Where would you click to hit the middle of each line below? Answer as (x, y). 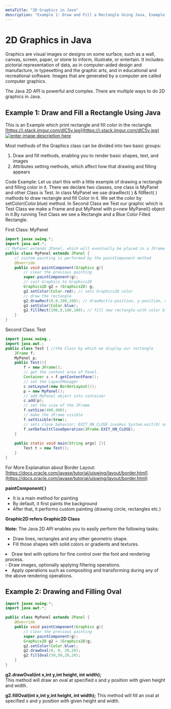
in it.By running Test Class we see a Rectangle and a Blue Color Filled (78, 215)
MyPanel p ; (26, 358)
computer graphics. (26, 81)
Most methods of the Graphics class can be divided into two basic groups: (83, 146)
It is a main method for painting (45, 498)
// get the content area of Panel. (61, 372)
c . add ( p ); (34, 401)
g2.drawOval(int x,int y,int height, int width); (53, 674)
